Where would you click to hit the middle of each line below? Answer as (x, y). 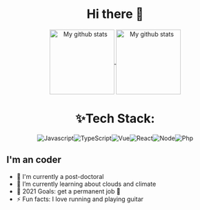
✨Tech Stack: (115, 118)
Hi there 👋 (115, 14)
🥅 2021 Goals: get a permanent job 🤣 (69, 191)
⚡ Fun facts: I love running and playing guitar (80, 199)
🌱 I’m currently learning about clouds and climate (86, 184)
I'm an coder (34, 160)
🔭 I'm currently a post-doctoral (60, 176)
